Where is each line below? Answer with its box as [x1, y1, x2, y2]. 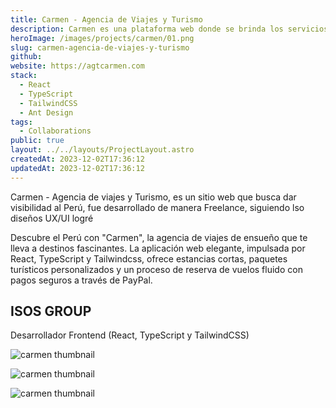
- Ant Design [19, 107, 74, 118]
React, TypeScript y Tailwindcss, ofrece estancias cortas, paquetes [10, 252, 288, 265]
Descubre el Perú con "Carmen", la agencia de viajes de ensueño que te [10, 231, 308, 243]
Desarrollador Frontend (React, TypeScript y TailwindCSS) [10, 329, 250, 341]
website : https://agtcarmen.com [10, 61, 145, 71]
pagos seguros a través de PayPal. [10, 274, 153, 286]
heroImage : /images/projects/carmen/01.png [10, 33, 195, 43]
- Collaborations [19, 126, 92, 136]
